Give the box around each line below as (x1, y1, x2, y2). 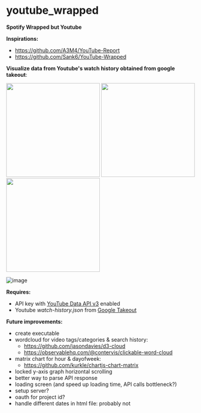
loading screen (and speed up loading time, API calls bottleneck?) (14, 381, 177, 388)
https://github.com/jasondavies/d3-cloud (23, 342, 126, 349)
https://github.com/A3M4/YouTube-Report (14, 46, 120, 54)
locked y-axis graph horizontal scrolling (14, 367, 112, 375)
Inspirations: (6, 35, 39, 42)
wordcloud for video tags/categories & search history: (14, 336, 148, 343)
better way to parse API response (14, 374, 98, 381)
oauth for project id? (14, 393, 65, 400)
